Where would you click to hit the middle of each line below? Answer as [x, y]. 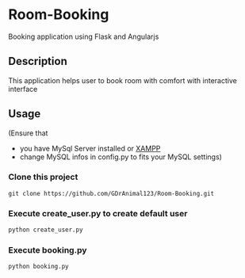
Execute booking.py [48, 249]
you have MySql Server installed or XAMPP [90, 148]
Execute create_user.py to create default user [98, 213]
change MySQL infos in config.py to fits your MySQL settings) [121, 157]
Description [38, 61]
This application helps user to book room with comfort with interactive [123, 80]
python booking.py [38, 267]
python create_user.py [46, 230]
